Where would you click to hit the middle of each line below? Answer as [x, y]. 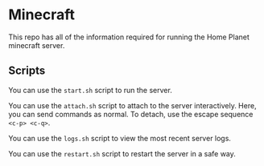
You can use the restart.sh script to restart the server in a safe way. [122, 153]
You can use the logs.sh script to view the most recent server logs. [120, 138]
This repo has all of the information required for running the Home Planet [129, 37]
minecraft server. [37, 45]
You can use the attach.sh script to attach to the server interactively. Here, [132, 105]
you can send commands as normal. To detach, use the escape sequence [131, 114]
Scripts [27, 71]
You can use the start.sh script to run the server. [91, 90]
